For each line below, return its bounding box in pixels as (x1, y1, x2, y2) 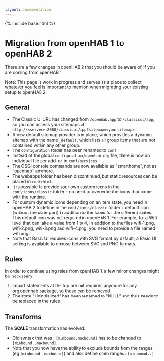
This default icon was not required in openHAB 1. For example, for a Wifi (12, 215, 157, 221)
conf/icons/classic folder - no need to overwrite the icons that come (12, 189, 152, 195)
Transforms (5, 312, 41, 320)
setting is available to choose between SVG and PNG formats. (12, 241, 137, 247)
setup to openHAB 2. (5, 89, 47, 95)
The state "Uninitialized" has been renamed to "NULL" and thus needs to (12, 293, 159, 299)
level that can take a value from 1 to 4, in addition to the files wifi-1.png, (12, 220, 155, 226)
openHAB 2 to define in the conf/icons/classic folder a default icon (12, 205, 149, 211)
